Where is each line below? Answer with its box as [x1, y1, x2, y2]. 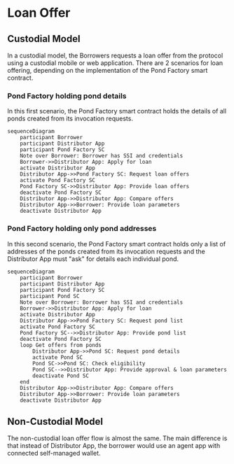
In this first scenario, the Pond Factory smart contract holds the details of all [7, 107, 226, 115]
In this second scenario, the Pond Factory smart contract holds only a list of [7, 239, 226, 248]
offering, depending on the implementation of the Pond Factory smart [7, 66, 208, 74]
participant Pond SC [20, 293, 80, 300]
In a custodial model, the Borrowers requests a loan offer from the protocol [7, 51, 223, 59]
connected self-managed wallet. [7, 449, 101, 458]
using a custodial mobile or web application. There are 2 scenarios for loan [7, 59, 223, 67]
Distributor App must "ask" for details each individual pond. [7, 254, 179, 263]
